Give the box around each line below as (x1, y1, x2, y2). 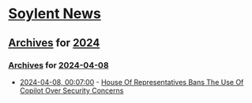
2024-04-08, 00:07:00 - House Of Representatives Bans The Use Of (19, 77, 244, 86)
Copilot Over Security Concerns (19, 86, 124, 95)
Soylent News (8, 5, 101, 23)
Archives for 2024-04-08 (8, 60, 109, 71)
